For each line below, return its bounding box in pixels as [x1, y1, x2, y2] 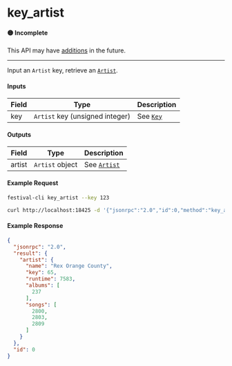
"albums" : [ [25, 282, 60, 289]
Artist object [34, 160, 78, 169]
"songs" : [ [25, 301, 57, 308]
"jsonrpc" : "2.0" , [13, 243, 67, 250]
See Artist [84, 160, 120, 169]
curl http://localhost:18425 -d [7, 206, 100, 213]
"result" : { [13, 250, 48, 257]
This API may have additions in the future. [7, 46, 126, 55]
